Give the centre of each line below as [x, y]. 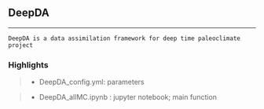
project [21, 45]
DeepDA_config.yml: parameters [92, 82]
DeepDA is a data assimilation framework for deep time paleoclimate [125, 38]
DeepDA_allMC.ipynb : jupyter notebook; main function [128, 97]
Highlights [28, 64]
